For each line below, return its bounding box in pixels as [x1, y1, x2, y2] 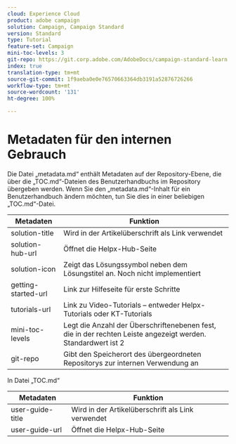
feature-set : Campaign [7, 43, 74, 50]
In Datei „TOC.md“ [7, 376, 60, 384]
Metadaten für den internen [7, 131, 172, 148]
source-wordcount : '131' [7, 89, 80, 96]
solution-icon [11, 264, 56, 274]
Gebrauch [7, 147, 67, 162]
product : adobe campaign [7, 17, 80, 24]
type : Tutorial [7, 37, 52, 44]
